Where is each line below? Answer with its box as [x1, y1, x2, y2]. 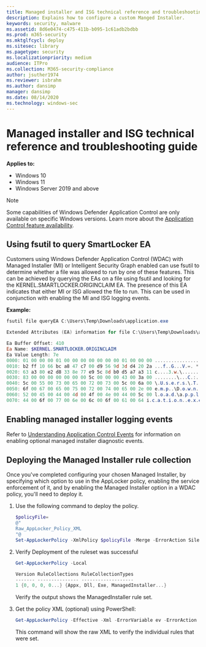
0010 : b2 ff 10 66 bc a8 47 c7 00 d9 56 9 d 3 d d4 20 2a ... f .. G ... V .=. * [6, 363, 199, 369]
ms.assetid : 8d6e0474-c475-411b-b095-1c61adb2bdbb [6, 26, 139, 32]
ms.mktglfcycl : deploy [6, 37, 64, 44]
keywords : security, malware [6, 20, 81, 26]
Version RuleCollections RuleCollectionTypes [15, 571, 134, 577]
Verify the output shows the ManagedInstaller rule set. [15, 594, 153, 601]
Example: [6, 306, 31, 314]
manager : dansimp [6, 89, 51, 95]
